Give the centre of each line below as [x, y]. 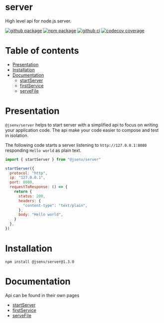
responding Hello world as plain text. [43, 150]
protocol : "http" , [29, 173]
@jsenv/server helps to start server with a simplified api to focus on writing [82, 125]
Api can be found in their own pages [42, 295]
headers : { [30, 201]
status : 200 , [32, 196]
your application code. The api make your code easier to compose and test [82, 130]
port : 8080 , [22, 182]
